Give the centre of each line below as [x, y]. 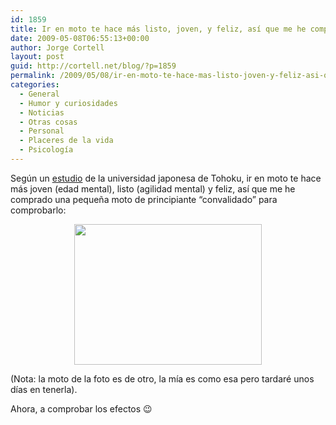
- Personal [42, 131]
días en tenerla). [44, 389]
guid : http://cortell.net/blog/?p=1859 [93, 66]
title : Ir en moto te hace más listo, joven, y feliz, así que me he [158, 29]
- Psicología [46, 150]
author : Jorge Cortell [57, 47]
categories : [35, 85]
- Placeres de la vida [66, 141]
